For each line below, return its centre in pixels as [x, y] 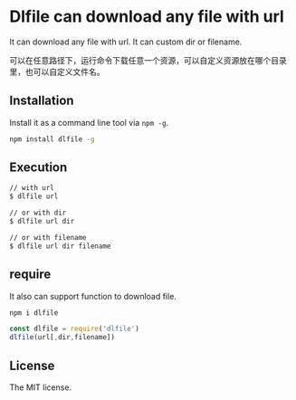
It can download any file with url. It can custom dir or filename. [126, 42]
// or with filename [48, 237]
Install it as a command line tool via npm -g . [89, 122]
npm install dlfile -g [52, 139]
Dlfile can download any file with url [147, 17]
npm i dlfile [34, 313]
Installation [42, 101]
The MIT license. [41, 387]
